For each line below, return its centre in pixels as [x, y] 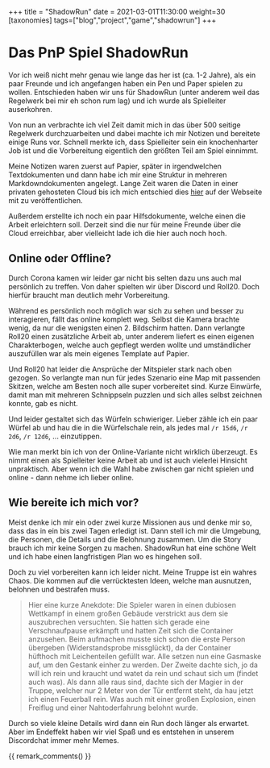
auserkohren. [30, 109]
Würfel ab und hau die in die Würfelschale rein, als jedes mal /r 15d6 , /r [128, 427]
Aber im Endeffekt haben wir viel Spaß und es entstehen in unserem [121, 732]
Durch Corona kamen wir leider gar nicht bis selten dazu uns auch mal [125, 278]
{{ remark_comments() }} [50, 756]
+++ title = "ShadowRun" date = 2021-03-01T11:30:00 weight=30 [117, 12]
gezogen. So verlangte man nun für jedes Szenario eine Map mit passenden [134, 377]
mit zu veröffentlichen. [46, 200]
